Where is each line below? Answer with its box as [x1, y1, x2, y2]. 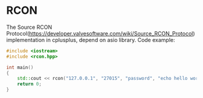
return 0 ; [17, 81, 42, 87]
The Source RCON [6, 23, 53, 31]
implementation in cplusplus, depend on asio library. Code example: [6, 36, 175, 43]
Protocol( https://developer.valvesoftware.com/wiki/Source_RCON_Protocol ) [6, 29, 195, 37]
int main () [6, 64, 34, 70]
